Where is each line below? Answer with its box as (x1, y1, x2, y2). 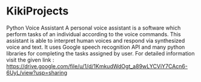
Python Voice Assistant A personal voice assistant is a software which (6, 24, 181, 31)
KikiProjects (6, 4, 69, 18)
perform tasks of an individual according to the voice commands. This (6, 30, 181, 37)
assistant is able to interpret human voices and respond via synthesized (6, 37, 185, 44)
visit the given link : (6, 56, 54, 63)
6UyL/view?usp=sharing (6, 69, 68, 76)
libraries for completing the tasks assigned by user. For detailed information (6, 49, 195, 57)
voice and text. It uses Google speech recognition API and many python (6, 43, 185, 51)
